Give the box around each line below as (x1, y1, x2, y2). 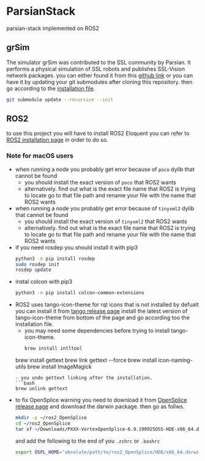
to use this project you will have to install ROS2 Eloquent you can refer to (6, 130, 190, 137)
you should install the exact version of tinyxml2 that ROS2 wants (24, 218, 188, 225)
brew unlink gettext (15, 386, 68, 392)
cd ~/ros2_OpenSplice (15, 420, 70, 427)
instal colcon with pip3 (15, 278, 72, 286)
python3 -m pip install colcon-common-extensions (15, 290, 145, 296)
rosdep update (15, 267, 51, 273)
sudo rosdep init (15, 261, 60, 267)
